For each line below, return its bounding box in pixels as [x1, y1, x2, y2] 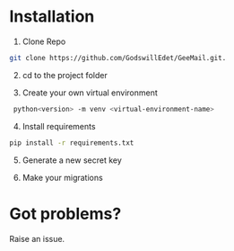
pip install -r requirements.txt [9, 138, 134, 148]
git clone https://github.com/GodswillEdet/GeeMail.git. [9, 53, 227, 62]
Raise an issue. [9, 233, 65, 244]
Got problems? [9, 203, 122, 224]
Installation [9, 6, 95, 27]
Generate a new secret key [22, 155, 123, 166]
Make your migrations [22, 172, 103, 183]
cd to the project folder [22, 69, 108, 80]
